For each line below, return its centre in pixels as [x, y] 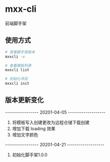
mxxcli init [17, 84]
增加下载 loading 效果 [34, 129]
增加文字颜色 [25, 134]
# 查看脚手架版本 [20, 52]
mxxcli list [17, 70]
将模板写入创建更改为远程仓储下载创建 [51, 122]
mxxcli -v [15, 57]
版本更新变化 [24, 100]
